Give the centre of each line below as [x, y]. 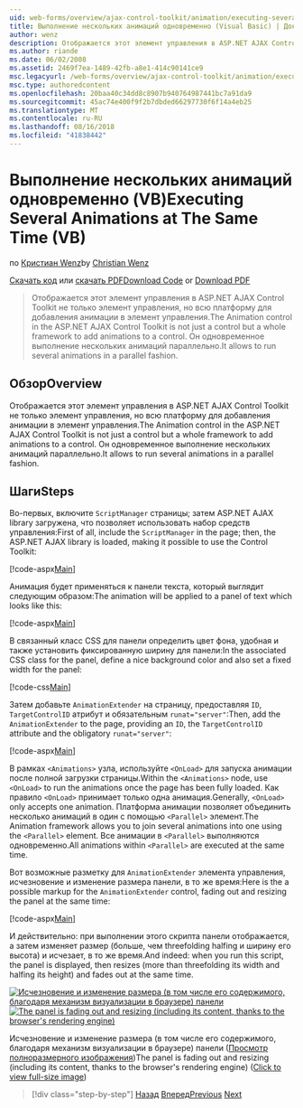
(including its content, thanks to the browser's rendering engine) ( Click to [145, 1067]
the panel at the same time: [60, 901]
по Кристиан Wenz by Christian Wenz [79, 262]
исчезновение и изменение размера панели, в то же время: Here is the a [149, 882]
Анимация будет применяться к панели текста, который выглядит [137, 587]
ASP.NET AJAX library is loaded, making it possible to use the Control [139, 542]
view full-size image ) [48, 1077]
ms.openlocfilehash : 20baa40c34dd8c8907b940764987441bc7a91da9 [131, 93]
